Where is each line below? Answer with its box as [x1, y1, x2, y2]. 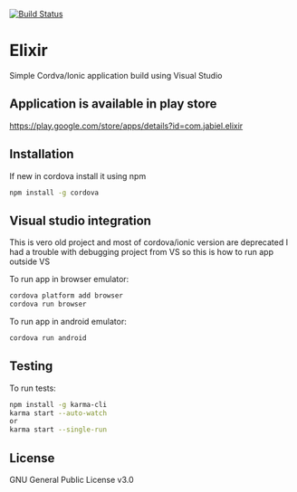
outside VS [9, 256, 51, 267]
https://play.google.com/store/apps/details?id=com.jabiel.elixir [9, 120, 244, 131]
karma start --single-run [9, 425, 107, 434]
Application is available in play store [9, 96, 217, 112]
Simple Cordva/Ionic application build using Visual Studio [9, 70, 223, 80]
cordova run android [9, 334, 88, 343]
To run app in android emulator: [9, 317, 127, 326]
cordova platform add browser [9, 291, 124, 300]
